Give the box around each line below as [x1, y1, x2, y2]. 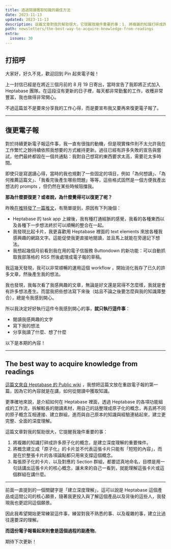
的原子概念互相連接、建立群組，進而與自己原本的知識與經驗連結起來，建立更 [5, 411, 166, 418]
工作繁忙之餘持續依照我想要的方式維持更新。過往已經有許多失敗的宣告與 [5, 147, 157, 153]
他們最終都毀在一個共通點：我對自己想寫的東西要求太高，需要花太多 [14, 153, 157, 159]
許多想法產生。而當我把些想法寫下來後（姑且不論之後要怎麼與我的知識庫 [9, 288, 161, 294]
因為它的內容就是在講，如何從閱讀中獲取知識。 [14, 388, 112, 394]
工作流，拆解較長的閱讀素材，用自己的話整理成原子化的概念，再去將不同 [14, 405, 166, 411]
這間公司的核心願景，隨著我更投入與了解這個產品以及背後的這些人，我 [14, 493, 161, 500]
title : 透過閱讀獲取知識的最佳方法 [5, 7, 71, 13]
